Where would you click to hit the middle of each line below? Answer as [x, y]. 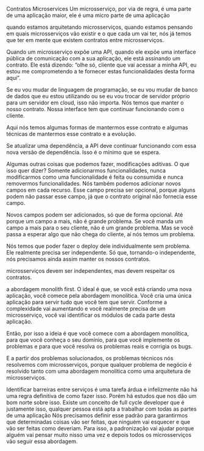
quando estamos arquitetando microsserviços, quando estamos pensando [100, 27]
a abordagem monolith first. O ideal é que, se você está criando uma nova [99, 289]
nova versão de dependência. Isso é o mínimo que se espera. [83, 152]
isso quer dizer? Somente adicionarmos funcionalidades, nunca [86, 171]
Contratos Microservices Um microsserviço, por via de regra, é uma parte [99, 9]
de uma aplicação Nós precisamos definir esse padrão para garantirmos [97, 415]
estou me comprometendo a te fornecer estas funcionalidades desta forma [100, 71]
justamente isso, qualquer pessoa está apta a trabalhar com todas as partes [101, 409]
